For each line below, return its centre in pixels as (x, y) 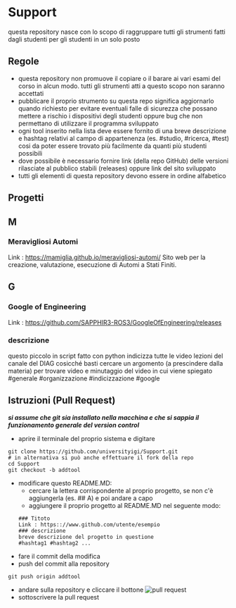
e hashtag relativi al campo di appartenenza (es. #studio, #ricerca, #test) (124, 138)
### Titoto (34, 519)
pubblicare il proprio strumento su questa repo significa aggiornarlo (116, 101)
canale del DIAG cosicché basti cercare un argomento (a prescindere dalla (116, 363)
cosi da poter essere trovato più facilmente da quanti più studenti (112, 146)
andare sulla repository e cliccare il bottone (81, 590)
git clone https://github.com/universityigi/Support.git (93, 452)
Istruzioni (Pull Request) (62, 401)
